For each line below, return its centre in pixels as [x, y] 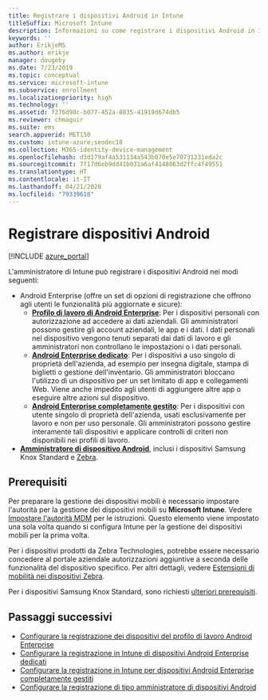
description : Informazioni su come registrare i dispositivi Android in [132, 30]
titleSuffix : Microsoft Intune [60, 23]
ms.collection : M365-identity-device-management [91, 150]
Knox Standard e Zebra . [59, 457]
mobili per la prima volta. [49, 535]
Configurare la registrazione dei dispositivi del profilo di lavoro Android [136, 636]
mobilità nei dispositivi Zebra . [57, 576]
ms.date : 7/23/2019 [41, 68]
